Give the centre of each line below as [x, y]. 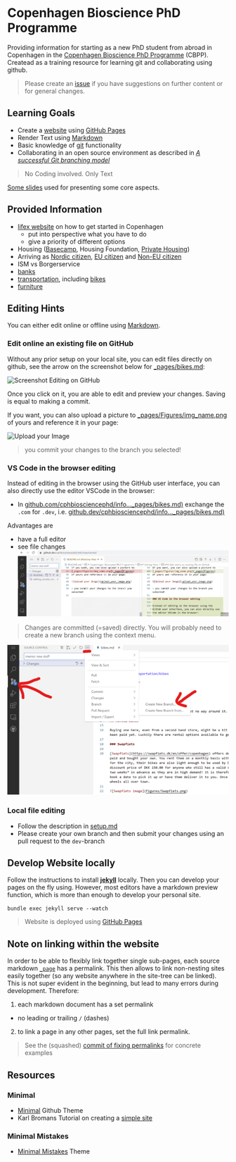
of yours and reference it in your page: [63, 422]
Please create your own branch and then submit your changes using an [121, 833]
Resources [31, 1075]
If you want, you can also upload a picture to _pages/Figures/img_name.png [117, 415]
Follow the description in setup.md [67, 826]
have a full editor [42, 539]
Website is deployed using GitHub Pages [83, 922]
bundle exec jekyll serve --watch [58, 909]
